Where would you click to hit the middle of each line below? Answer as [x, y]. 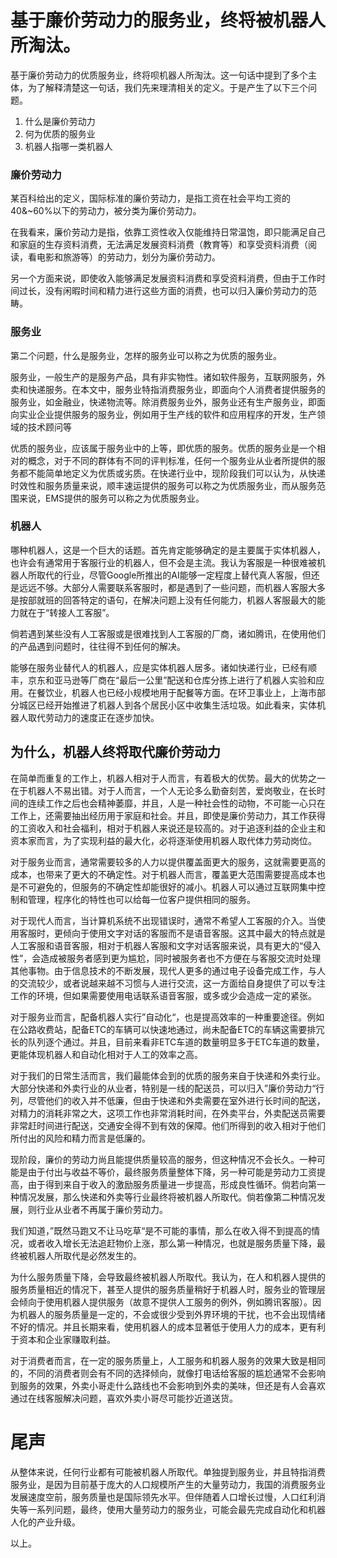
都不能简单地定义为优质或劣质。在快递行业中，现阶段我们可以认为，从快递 [172, 473]
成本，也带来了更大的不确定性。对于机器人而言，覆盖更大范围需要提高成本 [163, 874]
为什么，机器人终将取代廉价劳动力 [115, 752]
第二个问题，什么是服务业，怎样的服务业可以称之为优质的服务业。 [146, 355]
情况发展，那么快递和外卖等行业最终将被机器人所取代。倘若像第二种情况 [167, 1197]
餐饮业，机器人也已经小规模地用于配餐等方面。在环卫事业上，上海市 [176, 692]
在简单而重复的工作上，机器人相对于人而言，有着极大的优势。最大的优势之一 [168, 778]
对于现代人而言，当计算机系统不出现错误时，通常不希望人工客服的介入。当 [163, 920]
